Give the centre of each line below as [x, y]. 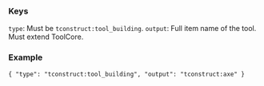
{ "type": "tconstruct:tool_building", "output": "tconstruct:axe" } [127, 74]
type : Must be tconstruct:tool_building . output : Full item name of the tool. [132, 29]
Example [26, 57]
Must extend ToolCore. [46, 37]
